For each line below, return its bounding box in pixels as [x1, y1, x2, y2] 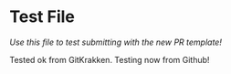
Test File [9, 6, 76, 27]
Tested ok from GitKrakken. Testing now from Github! [9, 54, 210, 65]
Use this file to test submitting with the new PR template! [9, 37, 222, 48]
